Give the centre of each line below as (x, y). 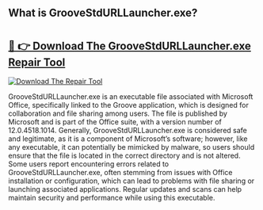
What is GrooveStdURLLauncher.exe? (103, 13)
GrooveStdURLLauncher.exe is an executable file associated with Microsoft (131, 97)
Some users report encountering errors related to (89, 164)
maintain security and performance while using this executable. (112, 198)
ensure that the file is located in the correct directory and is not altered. (124, 155)
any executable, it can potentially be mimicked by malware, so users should (131, 147)
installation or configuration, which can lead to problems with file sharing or (131, 181)
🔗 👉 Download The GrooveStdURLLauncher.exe (130, 46)
